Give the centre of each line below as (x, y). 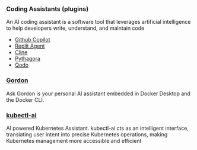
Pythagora (27, 59)
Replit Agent (30, 46)
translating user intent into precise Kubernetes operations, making (87, 134)
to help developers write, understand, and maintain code (75, 28)
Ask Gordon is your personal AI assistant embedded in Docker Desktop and (99, 93)
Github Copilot (32, 40)
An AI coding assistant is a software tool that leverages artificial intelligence (99, 22)
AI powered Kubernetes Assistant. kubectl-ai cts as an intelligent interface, (97, 128)
